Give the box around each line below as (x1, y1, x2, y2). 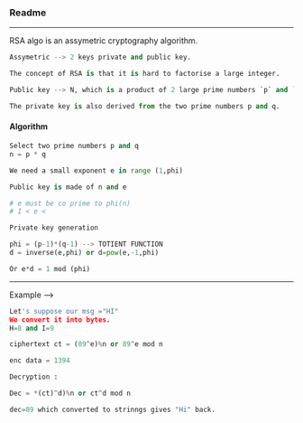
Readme (9, 6, 47, 19)
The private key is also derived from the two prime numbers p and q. (9, 101, 280, 110)
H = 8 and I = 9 (9, 324, 54, 333)
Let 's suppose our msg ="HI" (9, 306, 119, 315)
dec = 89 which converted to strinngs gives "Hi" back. (9, 405, 216, 414)
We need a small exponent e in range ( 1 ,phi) (9, 165, 183, 175)
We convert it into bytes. (9, 315, 111, 324)
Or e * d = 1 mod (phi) (9, 264, 91, 273)
